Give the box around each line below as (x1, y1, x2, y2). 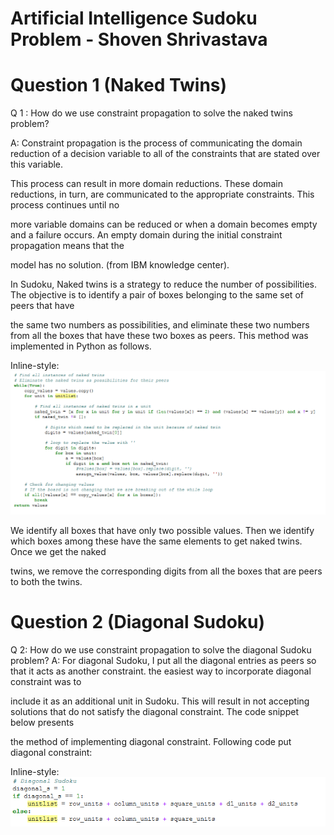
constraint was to (10, 675, 82, 687)
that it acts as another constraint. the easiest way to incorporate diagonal (10, 665, 312, 677)
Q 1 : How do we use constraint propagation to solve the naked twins (10, 107, 293, 119)
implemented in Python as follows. (10, 340, 152, 352)
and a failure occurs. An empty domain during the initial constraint (10, 229, 283, 241)
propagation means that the (10, 240, 125, 252)
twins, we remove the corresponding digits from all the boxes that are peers (10, 565, 323, 577)
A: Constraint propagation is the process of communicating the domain (10, 137, 303, 149)
